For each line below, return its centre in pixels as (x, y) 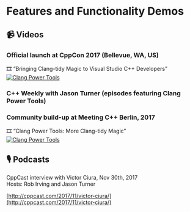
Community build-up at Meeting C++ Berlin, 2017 (81, 117)
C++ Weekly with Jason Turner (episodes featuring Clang (94, 93)
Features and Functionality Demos (95, 11)
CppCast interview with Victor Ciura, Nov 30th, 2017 (72, 177)
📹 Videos (25, 35)
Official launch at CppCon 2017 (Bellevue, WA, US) (82, 55)
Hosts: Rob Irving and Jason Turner (51, 184)
